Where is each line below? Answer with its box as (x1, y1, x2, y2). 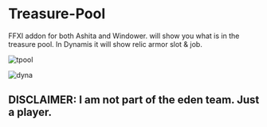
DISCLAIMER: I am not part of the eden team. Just (8, 93, 260, 107)
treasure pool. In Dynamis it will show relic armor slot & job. (8, 39, 203, 48)
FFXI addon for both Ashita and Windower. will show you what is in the (8, 31, 240, 40)
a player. (8, 106, 52, 119)
